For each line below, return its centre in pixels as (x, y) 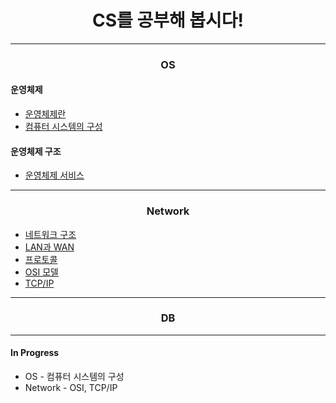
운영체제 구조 (36, 151)
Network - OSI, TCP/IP (71, 388)
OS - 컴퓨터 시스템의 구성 (74, 377)
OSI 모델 (41, 272)
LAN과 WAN (49, 247)
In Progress (35, 353)
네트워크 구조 (50, 234)
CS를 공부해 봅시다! (168, 20)
